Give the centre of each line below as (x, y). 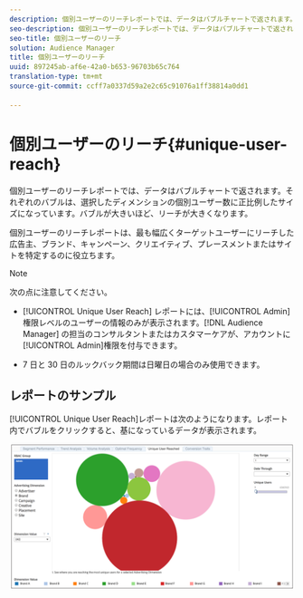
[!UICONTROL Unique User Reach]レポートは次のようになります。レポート (149, 419)
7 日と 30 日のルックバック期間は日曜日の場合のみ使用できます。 (143, 364)
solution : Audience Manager (62, 48)
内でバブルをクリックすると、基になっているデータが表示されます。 (136, 430)
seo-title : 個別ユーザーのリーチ (66, 38)
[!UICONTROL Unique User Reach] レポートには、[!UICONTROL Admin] (156, 311)
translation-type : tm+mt (56, 77)
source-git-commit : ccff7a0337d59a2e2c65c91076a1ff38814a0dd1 (129, 86)
